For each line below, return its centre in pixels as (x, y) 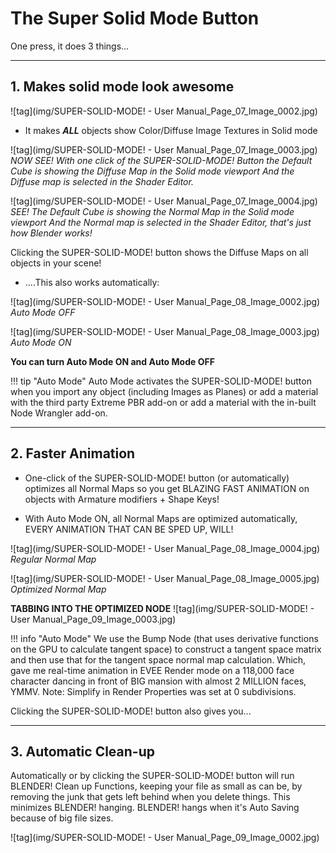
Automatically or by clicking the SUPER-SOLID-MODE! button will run (152, 776)
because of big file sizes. (62, 818)
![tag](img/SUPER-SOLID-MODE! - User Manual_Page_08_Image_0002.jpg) (165, 301)
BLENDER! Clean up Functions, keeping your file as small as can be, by (156, 786)
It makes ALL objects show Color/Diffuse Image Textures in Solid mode (171, 130)
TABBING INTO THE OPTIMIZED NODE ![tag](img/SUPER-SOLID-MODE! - (162, 608)
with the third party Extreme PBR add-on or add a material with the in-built (163, 402)
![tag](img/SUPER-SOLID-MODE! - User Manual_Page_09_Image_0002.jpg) (165, 838)
